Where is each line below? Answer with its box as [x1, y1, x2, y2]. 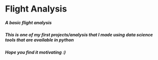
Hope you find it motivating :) [5, 49, 66, 55]
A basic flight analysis [5, 19, 52, 25]
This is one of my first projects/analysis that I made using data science [5, 32, 153, 38]
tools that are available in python [5, 37, 74, 43]
